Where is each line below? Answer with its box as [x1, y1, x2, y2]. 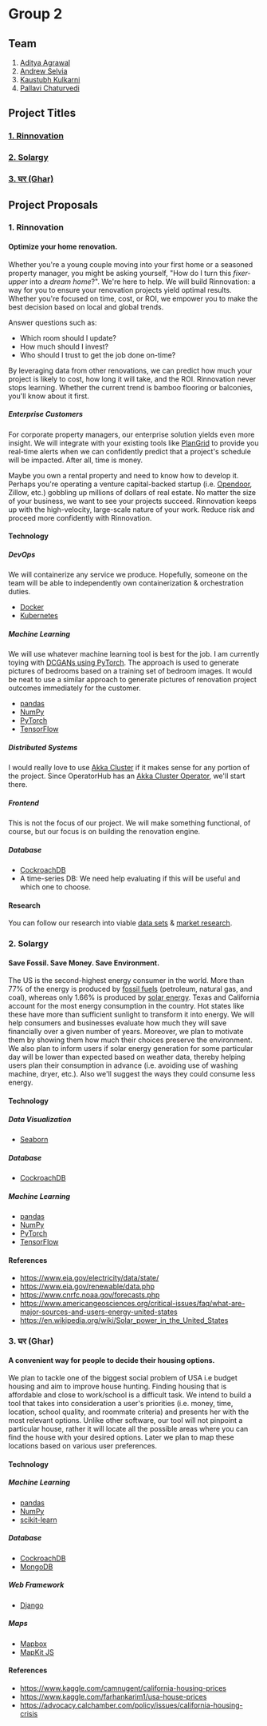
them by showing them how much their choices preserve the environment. [8, 1035, 253, 1045]
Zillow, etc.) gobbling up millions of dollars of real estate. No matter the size [8, 487, 257, 497]
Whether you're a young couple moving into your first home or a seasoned [8, 259, 253, 269]
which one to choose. [19, 882, 92, 892]
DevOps [8, 549, 36, 559]
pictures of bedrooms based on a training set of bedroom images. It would [8, 666, 253, 676]
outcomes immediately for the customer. [8, 683, 141, 693]
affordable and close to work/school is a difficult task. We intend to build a [8, 1390, 253, 1400]
